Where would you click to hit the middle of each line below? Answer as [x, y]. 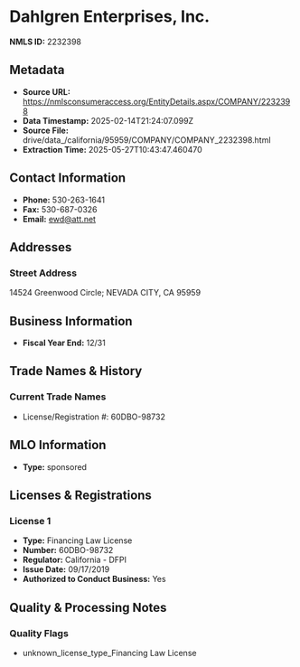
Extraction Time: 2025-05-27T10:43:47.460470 [112, 149]
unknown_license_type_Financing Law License [109, 653]
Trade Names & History [76, 371]
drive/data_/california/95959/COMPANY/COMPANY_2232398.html [146, 140]
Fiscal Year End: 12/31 [64, 343]
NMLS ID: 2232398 [46, 42]
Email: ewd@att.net [59, 219]
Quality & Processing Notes [88, 607]
